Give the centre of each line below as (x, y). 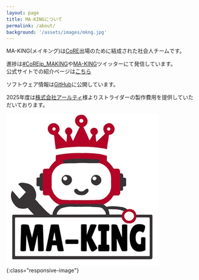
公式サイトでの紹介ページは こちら (49, 72)
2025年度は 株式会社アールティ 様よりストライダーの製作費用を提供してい (97, 97)
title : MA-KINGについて (34, 19)
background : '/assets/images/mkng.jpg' (57, 32)
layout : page (23, 13)
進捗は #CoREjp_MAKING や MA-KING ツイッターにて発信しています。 (91, 64)
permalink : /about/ (31, 26)
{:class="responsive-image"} (43, 270)
